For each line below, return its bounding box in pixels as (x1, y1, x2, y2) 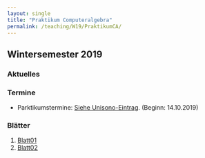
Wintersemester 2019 (7, 48, 103, 60)
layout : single (7, 10, 51, 17)
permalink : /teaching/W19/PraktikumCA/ (7, 23, 122, 30)
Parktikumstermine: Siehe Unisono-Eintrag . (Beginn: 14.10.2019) (17, 103, 199, 111)
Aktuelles (7, 69, 40, 79)
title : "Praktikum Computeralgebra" (7, 17, 113, 23)
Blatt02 (17, 144, 38, 152)
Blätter (7, 120, 30, 130)
